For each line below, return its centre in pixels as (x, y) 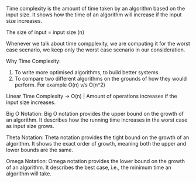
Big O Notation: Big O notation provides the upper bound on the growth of (95, 114)
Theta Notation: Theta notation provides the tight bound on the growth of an (98, 137)
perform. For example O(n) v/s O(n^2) (60, 85)
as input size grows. (30, 126)
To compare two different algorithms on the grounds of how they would (101, 79)
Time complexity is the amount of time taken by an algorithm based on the (96, 8)
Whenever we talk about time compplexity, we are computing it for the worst (98, 44)
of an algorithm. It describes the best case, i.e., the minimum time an (89, 167)
